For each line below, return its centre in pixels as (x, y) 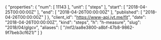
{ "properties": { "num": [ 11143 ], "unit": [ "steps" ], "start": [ (65, 7)
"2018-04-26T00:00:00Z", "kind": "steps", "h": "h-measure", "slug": (73, 22)
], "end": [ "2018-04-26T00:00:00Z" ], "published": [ (90, 12)
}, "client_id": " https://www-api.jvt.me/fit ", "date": (97, 17)
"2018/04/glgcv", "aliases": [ (33, 27)
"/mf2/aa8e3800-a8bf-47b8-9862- (98, 27)
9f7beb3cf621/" (21, 33)
